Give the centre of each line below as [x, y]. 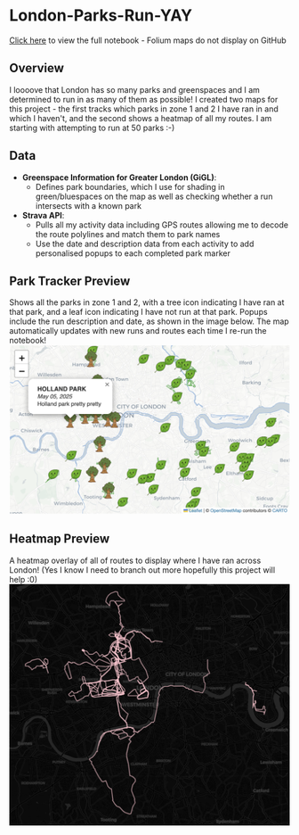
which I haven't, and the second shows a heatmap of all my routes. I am [141, 118]
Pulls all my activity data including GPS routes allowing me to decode [162, 225]
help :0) [24, 579]
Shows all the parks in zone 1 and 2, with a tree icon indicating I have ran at [147, 302]
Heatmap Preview [59, 539]
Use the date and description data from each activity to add [145, 244]
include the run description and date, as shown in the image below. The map [149, 321]
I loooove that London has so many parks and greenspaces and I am [135, 89]
